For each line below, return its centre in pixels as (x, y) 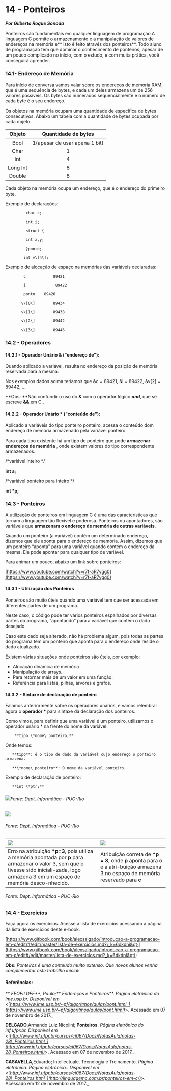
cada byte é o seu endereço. (35, 101)
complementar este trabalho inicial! (42, 971)
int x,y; (35, 240)
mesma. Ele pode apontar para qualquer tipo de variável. (65, 552)
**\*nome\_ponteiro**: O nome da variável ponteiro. (69, 768)
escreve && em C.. (25, 402)
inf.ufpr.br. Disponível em (32, 1030)
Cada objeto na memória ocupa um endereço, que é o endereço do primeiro (85, 188)
